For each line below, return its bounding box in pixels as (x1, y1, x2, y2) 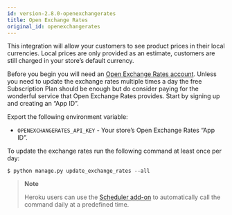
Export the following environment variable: (7, 113, 128, 121)
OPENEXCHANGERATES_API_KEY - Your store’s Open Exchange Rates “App (17, 126, 215, 135)
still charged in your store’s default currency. (7, 57, 134, 65)
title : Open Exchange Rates (7, 17, 89, 24)
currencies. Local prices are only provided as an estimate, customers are (7, 49, 215, 57)
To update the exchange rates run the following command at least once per (7, 147, 222, 156)
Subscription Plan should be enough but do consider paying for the (7, 84, 199, 93)
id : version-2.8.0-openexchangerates (7, 10, 116, 17)
